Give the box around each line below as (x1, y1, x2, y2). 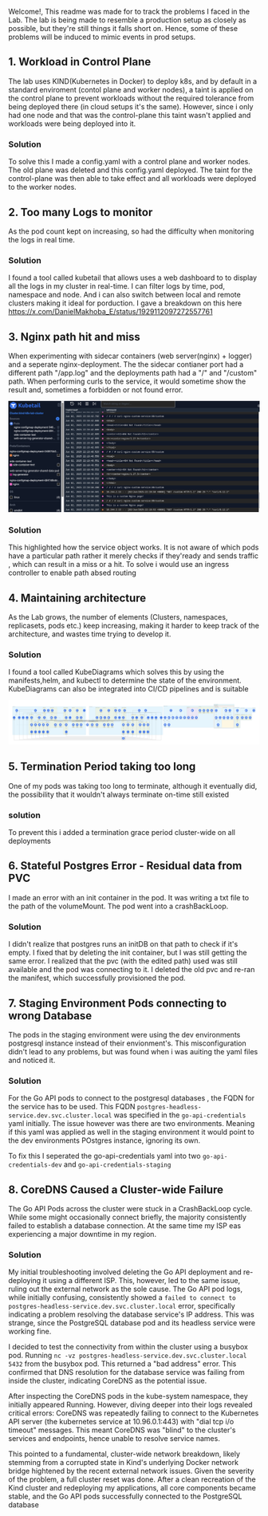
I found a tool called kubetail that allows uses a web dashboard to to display (8, 273, 258, 282)
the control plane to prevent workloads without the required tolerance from (8, 93, 254, 103)
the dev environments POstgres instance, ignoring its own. (8, 1136, 201, 1145)
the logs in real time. (8, 234, 76, 244)
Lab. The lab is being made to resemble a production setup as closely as (8, 15, 246, 25)
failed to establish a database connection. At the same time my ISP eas (8, 1221, 242, 1231)
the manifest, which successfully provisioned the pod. (8, 973, 186, 983)
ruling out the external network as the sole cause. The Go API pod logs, (8, 1284, 243, 1294)
